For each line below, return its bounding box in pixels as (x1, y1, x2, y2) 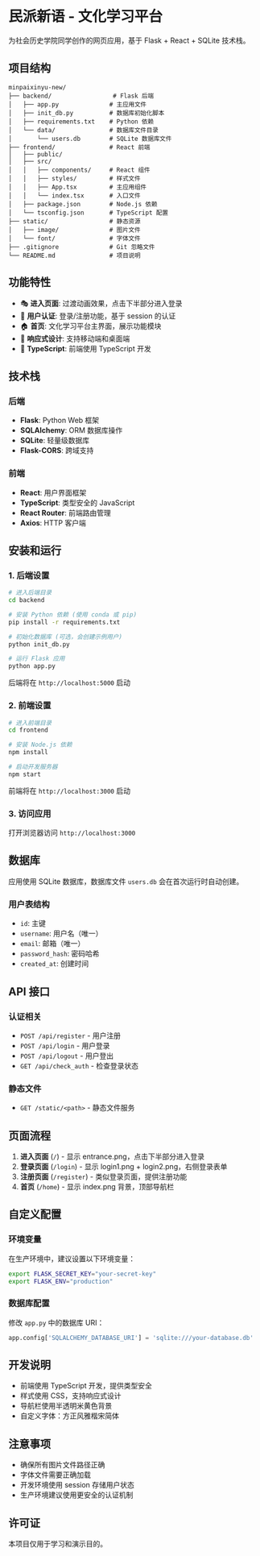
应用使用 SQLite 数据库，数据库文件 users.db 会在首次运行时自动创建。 (8, 876, 244, 886)
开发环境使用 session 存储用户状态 (19, 1480, 135, 1490)
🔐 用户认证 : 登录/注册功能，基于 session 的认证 (19, 311, 176, 321)
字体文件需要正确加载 (19, 1470, 91, 1479)
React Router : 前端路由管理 (19, 508, 111, 517)
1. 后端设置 (8, 570, 50, 581)
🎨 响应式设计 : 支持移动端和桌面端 (19, 334, 130, 343)
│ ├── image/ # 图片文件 (8, 226, 141, 234)
